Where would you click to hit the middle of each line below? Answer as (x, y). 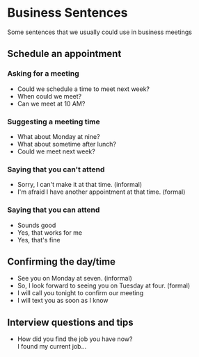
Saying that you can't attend (56, 169)
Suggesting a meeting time (54, 122)
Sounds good (37, 225)
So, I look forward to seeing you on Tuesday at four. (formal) (103, 285)
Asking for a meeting (43, 74)
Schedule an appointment (64, 54)
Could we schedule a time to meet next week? (83, 89)
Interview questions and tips (70, 322)
